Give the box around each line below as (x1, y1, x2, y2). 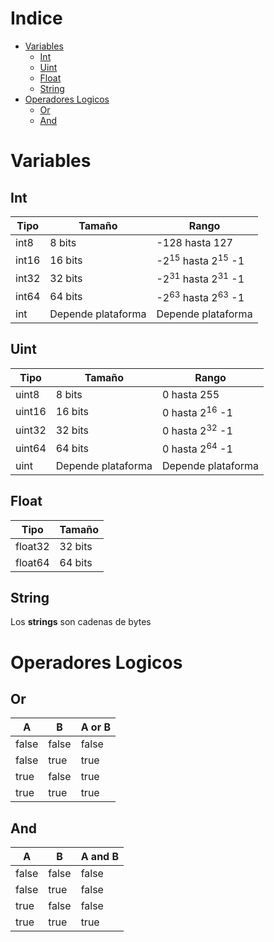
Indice (10, 7, 63, 30)
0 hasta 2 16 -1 (161, 403, 233, 420)
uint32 (15, 423, 47, 437)
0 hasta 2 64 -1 (161, 440, 233, 456)
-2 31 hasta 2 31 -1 (156, 270, 245, 286)
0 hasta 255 (161, 387, 220, 401)
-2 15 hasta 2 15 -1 (156, 252, 245, 268)
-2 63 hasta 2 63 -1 (156, 288, 245, 304)
